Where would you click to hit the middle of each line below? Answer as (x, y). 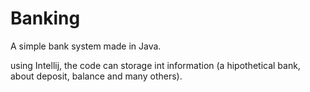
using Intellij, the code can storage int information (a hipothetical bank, (155, 65)
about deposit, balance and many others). (96, 76)
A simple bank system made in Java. (86, 46)
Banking (45, 18)
